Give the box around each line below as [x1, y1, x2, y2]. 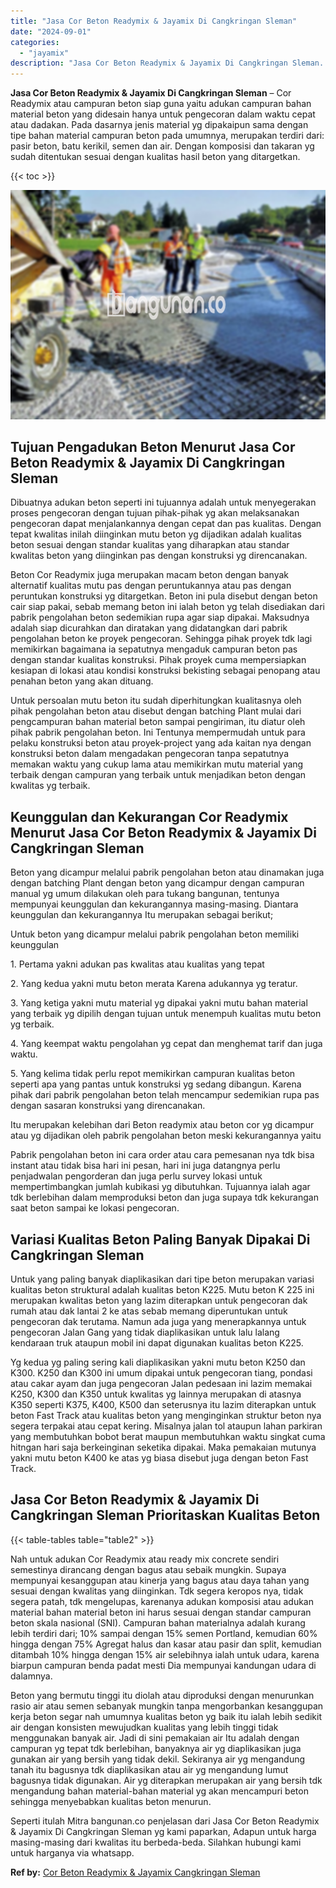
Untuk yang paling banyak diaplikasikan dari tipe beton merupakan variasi [10, 1273, 315, 1285]
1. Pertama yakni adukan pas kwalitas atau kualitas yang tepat [10, 958, 265, 970]
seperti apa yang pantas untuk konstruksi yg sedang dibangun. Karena [10, 1078, 302, 1090]
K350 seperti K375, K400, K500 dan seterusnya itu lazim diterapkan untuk [10, 1399, 317, 1411]
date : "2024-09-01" [10, 26, 92, 37]
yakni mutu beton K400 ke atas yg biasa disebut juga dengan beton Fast [10, 1452, 309, 1464]
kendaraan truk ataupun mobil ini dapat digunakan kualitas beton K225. [10, 1337, 304, 1349]
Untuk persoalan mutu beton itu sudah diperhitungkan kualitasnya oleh [10, 695, 302, 707]
